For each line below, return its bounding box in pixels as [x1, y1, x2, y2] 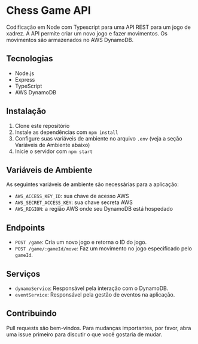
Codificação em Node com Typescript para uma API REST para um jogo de [6, 23, 191, 31]
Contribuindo [6, 309, 57, 319]
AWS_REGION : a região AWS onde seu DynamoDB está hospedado [14, 205, 173, 213]
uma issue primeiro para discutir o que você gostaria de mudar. [6, 331, 163, 338]
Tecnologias [6, 53, 53, 64]
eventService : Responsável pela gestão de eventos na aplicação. [14, 291, 175, 298]
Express [14, 76, 35, 83]
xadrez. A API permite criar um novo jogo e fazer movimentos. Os [6, 29, 167, 37]
